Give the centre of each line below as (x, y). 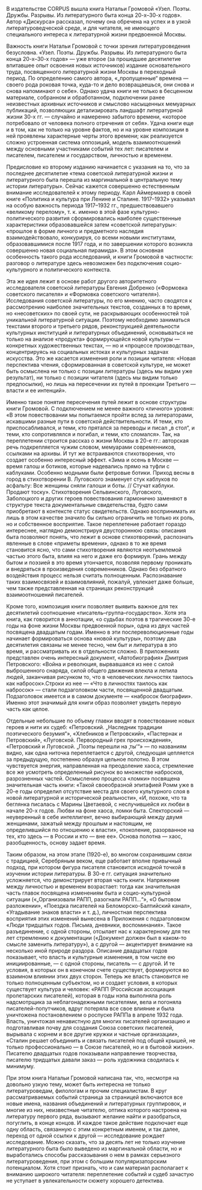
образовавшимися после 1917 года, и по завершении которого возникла (99, 244)
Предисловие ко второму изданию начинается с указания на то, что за (98, 167)
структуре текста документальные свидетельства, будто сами (87, 505)
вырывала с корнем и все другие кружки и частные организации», (93, 1034)
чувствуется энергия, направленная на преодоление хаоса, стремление (100, 766)
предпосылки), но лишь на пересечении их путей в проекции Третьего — (101, 384)
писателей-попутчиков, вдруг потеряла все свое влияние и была (90, 1008)
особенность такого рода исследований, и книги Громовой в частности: (100, 257)
